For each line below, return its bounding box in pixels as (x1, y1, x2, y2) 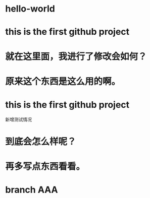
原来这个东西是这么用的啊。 (5, 76, 121, 87)
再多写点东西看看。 (5, 161, 85, 172)
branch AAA (5, 184, 58, 195)
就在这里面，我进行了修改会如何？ (5, 51, 147, 62)
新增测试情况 (5, 116, 32, 122)
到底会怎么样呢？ (5, 136, 77, 147)
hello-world (5, 3, 56, 15)
